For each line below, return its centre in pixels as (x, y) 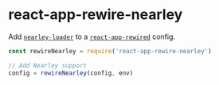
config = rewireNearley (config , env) (71, 73)
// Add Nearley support (48, 65)
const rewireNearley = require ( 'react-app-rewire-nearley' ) (110, 51)
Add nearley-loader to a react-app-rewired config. (92, 37)
